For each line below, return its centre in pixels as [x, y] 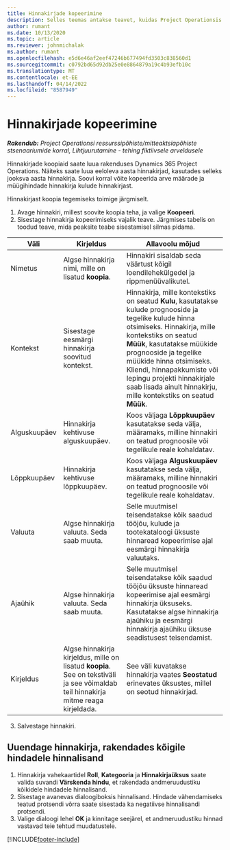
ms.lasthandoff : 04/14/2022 [47, 84]
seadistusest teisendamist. [169, 638]
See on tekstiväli [90, 675]
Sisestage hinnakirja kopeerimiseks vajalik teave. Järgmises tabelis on [116, 220]
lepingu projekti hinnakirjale [171, 379]
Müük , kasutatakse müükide [172, 344]
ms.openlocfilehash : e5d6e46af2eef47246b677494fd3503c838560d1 [99, 58]
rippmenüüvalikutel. [158, 281]
